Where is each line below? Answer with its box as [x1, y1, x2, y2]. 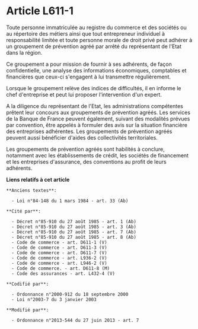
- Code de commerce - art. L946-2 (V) [11, 260, 108, 266]
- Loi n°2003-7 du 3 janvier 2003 [11, 296, 97, 302]
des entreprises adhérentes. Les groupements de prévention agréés [6, 128, 173, 135]
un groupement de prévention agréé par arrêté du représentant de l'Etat [6, 43, 182, 50]
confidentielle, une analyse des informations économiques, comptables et [6, 67, 187, 74]
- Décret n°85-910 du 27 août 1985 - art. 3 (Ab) [11, 224, 136, 230]
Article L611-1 [6, 4, 74, 18]
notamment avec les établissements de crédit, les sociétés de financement [6, 151, 189, 159]
